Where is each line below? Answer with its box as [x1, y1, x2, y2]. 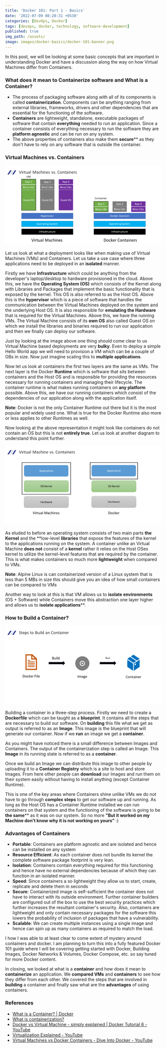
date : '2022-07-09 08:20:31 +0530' [5, 13, 79, 18]
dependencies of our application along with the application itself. [5, 395, 137, 401]
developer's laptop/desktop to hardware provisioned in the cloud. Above [5, 276, 153, 281]
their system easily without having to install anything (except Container [5, 776, 150, 782]
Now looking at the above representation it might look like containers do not [5, 424, 160, 430]
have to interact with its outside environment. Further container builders [12, 894, 159, 900]
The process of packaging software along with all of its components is [12, 94, 156, 100]
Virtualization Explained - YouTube [12, 1032, 83, 1038]
